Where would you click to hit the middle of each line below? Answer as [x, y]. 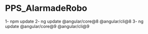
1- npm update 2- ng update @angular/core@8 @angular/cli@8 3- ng [74, 21]
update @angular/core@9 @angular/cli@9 [47, 26]
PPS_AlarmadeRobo [46, 8]
